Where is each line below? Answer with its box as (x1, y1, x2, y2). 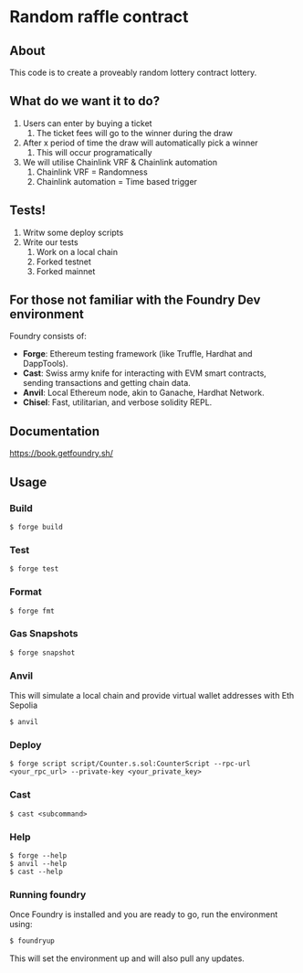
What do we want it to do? (9, 93, 161, 109)
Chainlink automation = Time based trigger (36, 176, 198, 187)
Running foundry (9, 888, 87, 901)
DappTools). (22, 358, 68, 369)
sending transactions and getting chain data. (22, 378, 192, 389)
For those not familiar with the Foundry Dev (9, 293, 261, 308)
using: (9, 919, 33, 930)
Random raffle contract (9, 6, 189, 27)
